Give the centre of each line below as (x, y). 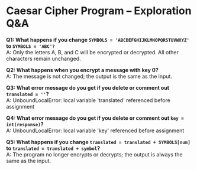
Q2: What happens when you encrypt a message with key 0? (82, 70)
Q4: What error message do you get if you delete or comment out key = (95, 118)
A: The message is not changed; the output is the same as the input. (89, 76)
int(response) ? (25, 124)
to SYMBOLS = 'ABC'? (30, 46)
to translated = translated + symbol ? (53, 148)
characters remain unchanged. (43, 58)
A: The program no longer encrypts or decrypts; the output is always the (94, 154)
